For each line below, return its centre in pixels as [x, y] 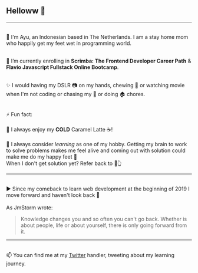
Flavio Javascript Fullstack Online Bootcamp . [62, 67]
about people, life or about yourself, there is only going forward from [104, 225]
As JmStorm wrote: [29, 208]
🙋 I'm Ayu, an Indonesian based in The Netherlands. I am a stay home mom [97, 37]
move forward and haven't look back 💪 [53, 195]
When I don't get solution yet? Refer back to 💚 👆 [64, 163]
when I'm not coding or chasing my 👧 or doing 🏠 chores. [76, 94]
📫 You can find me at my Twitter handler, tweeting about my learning [90, 255]
